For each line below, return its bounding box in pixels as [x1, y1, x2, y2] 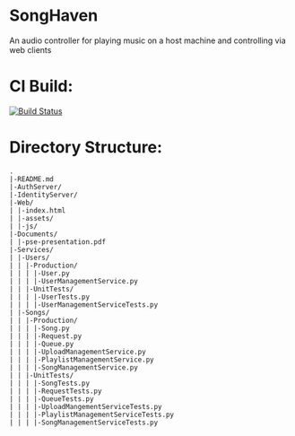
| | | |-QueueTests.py [9, 394, 94, 404]
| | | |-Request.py [9, 331, 82, 341]
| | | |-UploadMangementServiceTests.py [9, 402, 163, 411]
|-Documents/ [9, 230, 58, 239]
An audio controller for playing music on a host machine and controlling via [9, 35, 286, 46]
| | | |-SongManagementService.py [9, 362, 139, 372]
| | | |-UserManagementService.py [9, 276, 139, 285]
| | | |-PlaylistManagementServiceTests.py [9, 410, 175, 419]
